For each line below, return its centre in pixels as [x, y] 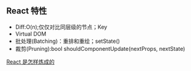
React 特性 [27, 11]
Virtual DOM [31, 34]
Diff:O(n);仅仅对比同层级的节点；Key [61, 27]
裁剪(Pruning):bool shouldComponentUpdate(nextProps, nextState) [100, 48]
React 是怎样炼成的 [31, 62]
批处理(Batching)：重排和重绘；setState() [68, 41]
